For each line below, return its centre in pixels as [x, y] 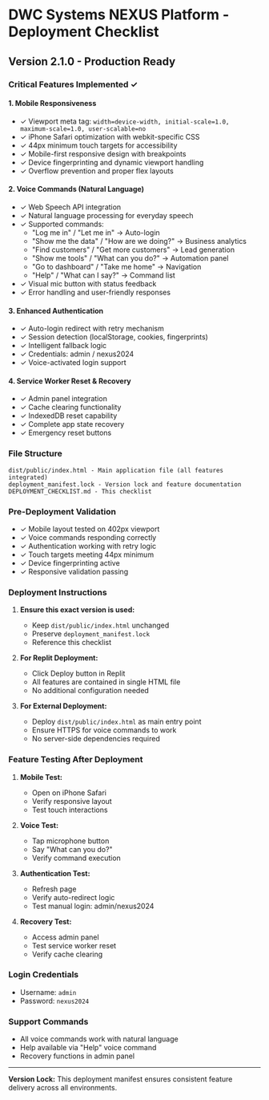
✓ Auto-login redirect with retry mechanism [92, 329]
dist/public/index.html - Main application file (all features [116, 470]
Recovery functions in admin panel [77, 1056]
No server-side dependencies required [96, 739]
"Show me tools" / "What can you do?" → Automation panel [130, 258]
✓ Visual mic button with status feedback [88, 283]
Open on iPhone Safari [69, 793]
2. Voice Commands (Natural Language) [76, 189]
